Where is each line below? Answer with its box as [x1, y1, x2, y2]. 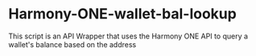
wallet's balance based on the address [8, 39, 137, 49]
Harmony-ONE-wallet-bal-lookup [8, 5, 237, 23]
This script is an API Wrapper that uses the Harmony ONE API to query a [8, 31, 248, 41]
